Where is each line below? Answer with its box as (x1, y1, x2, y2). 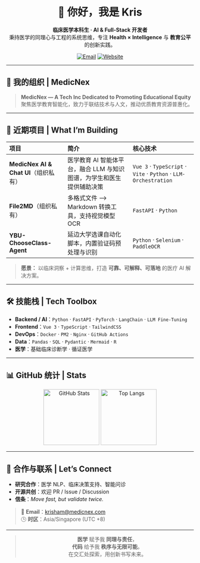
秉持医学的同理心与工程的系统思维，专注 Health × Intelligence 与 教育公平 (8, 33, 192, 40)
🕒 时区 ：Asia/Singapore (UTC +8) (20, 515, 105, 523)
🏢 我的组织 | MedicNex (6, 77, 90, 87)
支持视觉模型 (79, 212, 115, 220)
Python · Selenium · (133, 235, 184, 244)
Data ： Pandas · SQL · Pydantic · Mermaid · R (14, 338, 117, 345)
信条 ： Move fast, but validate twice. (14, 496, 104, 502)
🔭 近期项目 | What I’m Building (6, 125, 118, 136)
